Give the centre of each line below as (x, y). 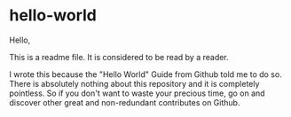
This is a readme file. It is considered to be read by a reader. (119, 57)
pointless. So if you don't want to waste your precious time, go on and (137, 93)
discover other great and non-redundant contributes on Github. (125, 102)
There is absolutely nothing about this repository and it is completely (134, 83)
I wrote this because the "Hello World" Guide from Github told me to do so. (145, 74)
